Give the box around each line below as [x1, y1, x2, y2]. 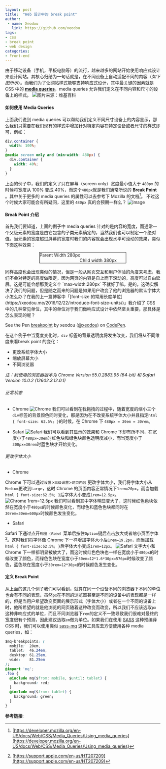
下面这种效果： [5, 242, 35, 248]
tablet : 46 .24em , [9, 648, 48, 653]
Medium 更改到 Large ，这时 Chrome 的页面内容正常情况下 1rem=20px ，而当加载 [5, 485, 159, 491]
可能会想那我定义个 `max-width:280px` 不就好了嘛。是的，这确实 [22, 281, 154, 287]
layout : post [5, 7, 32, 12]
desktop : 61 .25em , [9, 653, 48, 658]
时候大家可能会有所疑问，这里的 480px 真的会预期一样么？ [9, 199, 127, 205]
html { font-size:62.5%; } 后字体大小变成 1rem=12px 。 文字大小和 [5, 543, 156, 549]
